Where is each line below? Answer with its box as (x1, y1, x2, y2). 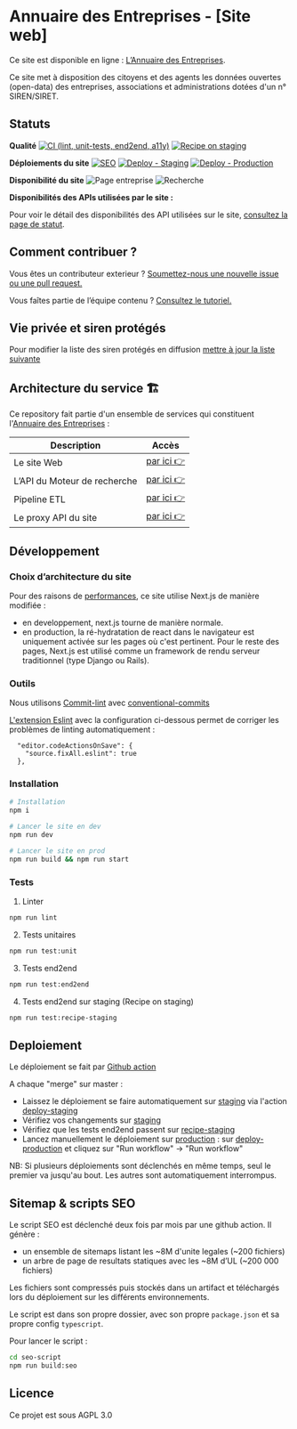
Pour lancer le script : (9, 1336, 88, 1346)
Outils (9, 677, 36, 689)
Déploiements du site (9, 158, 90, 168)
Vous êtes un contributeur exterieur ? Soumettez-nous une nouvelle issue (9, 268, 279, 279)
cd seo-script (9, 1353, 62, 1362)
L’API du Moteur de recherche (13, 475, 138, 487)
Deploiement (9, 1037, 83, 1052)
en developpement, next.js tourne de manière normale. (21, 617, 224, 628)
